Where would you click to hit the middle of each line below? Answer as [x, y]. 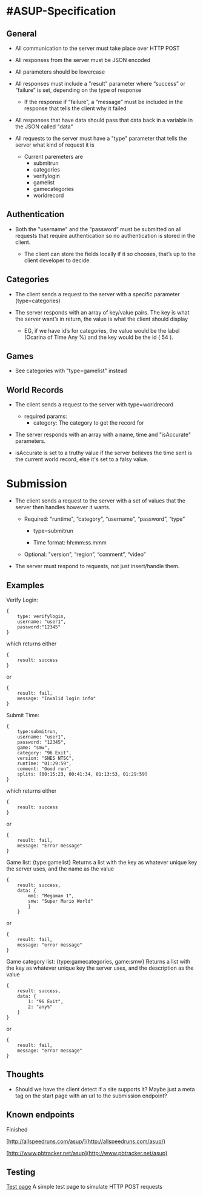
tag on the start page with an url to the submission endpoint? [91, 1096]
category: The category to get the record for [88, 423]
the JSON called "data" [44, 127]
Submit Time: [23, 715]
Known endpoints [40, 1115]
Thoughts [25, 1075]
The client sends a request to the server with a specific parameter [97, 294]
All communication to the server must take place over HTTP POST [97, 48]
